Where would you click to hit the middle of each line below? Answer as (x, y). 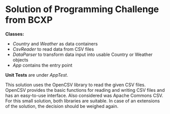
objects (21, 60)
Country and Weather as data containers (55, 43)
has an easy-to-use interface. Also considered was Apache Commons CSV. (84, 95)
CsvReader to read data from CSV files (53, 49)
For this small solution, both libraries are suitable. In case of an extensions (82, 101)
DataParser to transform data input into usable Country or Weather (83, 54)
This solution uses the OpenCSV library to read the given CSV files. (76, 85)
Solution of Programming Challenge (82, 9)
